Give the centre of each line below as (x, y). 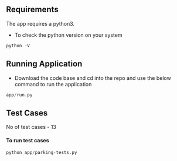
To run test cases (28, 140)
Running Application (44, 64)
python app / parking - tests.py (42, 153)
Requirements (32, 10)
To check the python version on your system (68, 35)
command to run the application (53, 84)
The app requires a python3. (40, 23)
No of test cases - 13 (31, 127)
